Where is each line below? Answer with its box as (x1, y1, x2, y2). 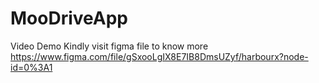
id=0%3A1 (10, 61, 53, 73)
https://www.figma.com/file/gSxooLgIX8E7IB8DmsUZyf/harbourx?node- (10, 50, 309, 62)
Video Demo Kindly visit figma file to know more (10, 40, 209, 52)
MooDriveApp (10, 7, 128, 30)
